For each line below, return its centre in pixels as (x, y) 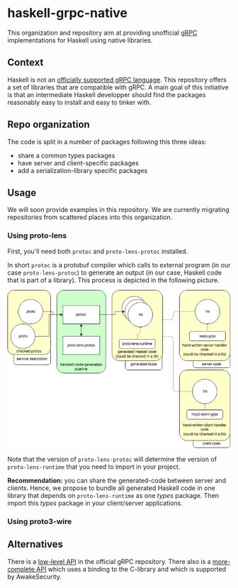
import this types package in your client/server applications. (95, 503)
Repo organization (49, 124)
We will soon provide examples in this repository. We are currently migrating (119, 210)
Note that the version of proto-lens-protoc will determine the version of (112, 459)
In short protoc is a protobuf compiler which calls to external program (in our (119, 265)
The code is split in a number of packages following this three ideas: (107, 142)
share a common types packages (66, 155)
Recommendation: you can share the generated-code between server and (117, 481)
